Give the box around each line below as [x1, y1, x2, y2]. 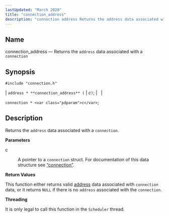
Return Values [5, 171, 36, 177]
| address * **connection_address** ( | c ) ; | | [5, 90, 103, 95]
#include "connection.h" [5, 81, 57, 86]
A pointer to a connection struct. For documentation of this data [18, 156, 149, 162]
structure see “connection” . [18, 162, 74, 168]
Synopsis [5, 67, 35, 76]
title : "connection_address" [5, 12, 66, 17]
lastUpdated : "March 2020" [5, 7, 62, 13]
